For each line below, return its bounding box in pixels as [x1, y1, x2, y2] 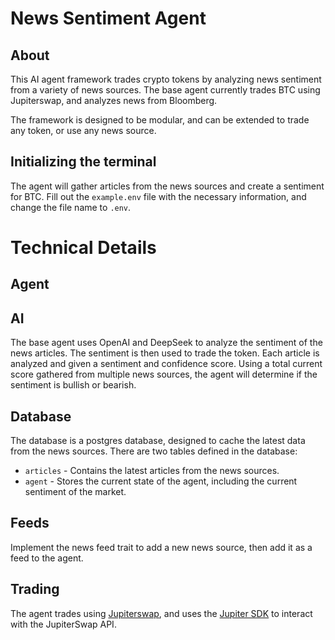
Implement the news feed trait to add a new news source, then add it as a [10, 541, 313, 553]
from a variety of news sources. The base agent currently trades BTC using [10, 84, 321, 96]
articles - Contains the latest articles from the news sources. [24, 465, 280, 477]
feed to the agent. [10, 552, 84, 564]
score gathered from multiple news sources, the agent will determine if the [10, 368, 318, 381]
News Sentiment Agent [10, 7, 207, 30]
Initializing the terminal [10, 153, 157, 171]
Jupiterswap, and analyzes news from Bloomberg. [10, 95, 218, 106]
